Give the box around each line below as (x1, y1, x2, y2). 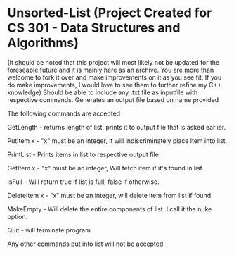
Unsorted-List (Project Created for (7, 5, 212, 21)
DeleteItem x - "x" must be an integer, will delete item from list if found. (7, 191, 213, 199)
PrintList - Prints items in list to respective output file (7, 150, 160, 158)
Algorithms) (7, 35, 79, 51)
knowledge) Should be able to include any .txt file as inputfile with (7, 88, 198, 97)
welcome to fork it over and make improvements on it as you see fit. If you (7, 73, 222, 82)
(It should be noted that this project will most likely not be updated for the (7, 58, 220, 66)
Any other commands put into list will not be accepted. (7, 240, 165, 248)
